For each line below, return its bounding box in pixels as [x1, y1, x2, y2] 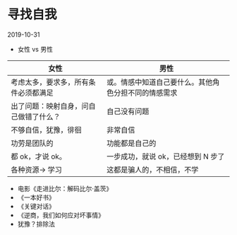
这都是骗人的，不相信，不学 [107, 164, 199, 174]
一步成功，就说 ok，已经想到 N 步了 [107, 151, 225, 161]
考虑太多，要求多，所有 [11, 77, 90, 87]
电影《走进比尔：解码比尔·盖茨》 [17, 184, 113, 193]
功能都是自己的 [107, 138, 157, 148]
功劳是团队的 [11, 138, 54, 148]
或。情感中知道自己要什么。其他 [107, 77, 213, 87]
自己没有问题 [107, 106, 150, 116]
